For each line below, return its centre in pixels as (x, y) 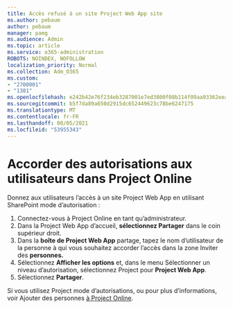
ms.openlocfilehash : (37, 98)
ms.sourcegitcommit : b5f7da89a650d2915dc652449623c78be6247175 (101, 104)
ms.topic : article (34, 46)
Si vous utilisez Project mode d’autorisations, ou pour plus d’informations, (112, 291)
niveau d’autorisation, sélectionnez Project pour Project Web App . (112, 270)
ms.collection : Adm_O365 (43, 71)
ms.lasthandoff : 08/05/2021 (48, 123)
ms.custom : (23, 78)
